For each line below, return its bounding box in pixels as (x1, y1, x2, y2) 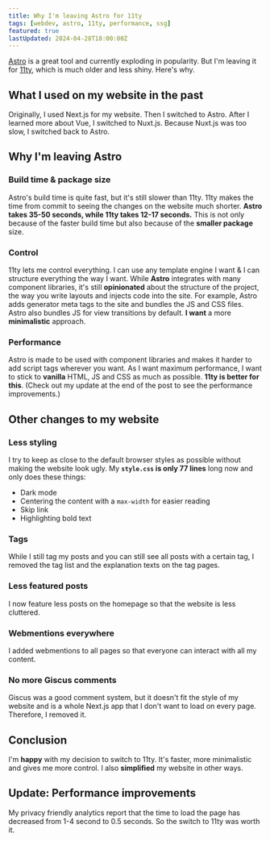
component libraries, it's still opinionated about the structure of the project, (8, 283, 260, 292)
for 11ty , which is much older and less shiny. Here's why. (8, 65, 195, 75)
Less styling (8, 437, 57, 448)
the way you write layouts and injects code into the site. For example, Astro (8, 291, 258, 300)
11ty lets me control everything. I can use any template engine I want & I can (8, 265, 260, 275)
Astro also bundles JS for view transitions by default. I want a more (8, 308, 231, 318)
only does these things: (8, 472, 86, 482)
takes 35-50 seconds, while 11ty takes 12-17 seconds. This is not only (8, 209, 245, 219)
